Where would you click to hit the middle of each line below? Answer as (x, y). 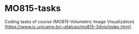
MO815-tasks (33, 8)
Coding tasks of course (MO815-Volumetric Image (55, 22)
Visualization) (121, 22)
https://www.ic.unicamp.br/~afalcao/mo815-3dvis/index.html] (69, 26)
